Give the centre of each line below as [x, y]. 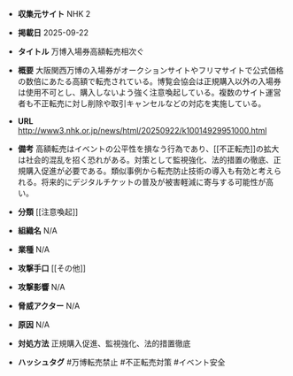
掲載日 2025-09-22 [53, 33]
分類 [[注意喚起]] [48, 212]
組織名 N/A [37, 230]
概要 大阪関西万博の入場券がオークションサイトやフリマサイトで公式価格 [150, 70]
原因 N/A [34, 325]
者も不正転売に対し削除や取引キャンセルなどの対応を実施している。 [142, 104]
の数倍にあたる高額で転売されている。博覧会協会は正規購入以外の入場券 [149, 81]
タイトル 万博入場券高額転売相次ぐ [81, 51]
